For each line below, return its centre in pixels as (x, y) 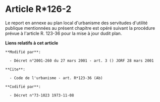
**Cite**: (15, 69)
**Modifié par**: (23, 52)
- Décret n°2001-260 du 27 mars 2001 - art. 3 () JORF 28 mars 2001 (82, 60)
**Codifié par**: (23, 87)
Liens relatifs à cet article (32, 43)
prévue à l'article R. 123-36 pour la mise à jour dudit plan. (64, 33)
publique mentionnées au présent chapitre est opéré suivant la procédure (80, 28)
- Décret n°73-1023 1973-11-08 (42, 95)
